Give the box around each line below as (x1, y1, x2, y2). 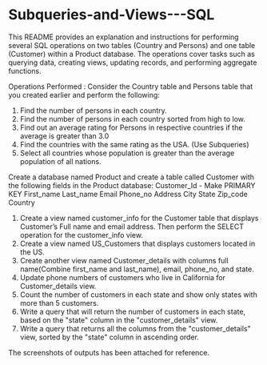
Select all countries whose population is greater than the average (19, 148, 235, 158)
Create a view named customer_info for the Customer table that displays (19, 213, 259, 223)
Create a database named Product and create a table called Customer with (8, 172, 254, 182)
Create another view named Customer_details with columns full (19, 255, 229, 265)
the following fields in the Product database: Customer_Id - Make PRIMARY (8, 180, 256, 190)
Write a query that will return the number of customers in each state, (19, 307, 246, 316)
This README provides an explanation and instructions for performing (8, 32, 239, 42)
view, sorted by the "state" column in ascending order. (19, 332, 200, 342)
